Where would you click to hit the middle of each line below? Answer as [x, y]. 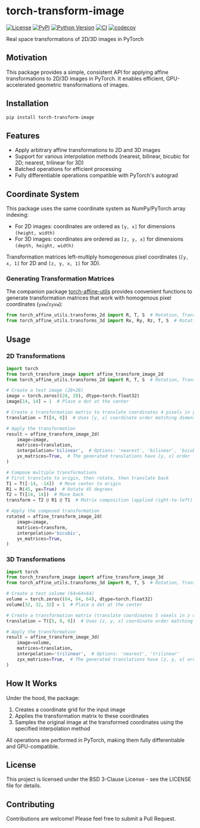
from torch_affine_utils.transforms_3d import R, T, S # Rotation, [93, 583]
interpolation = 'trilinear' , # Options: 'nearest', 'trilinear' [98, 654]
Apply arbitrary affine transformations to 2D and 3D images [87, 150]
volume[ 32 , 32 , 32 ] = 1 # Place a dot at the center [74, 605]
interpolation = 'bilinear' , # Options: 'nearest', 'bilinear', [97, 451]
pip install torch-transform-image [50, 117]
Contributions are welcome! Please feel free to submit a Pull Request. [91, 819]
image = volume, [34, 643]
